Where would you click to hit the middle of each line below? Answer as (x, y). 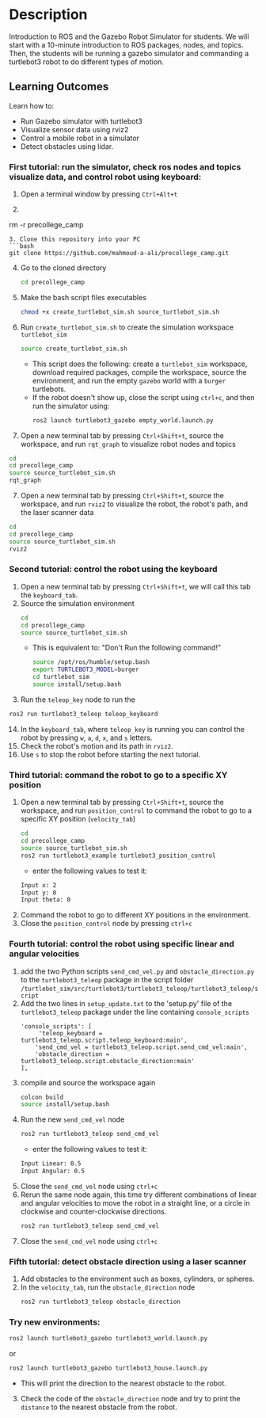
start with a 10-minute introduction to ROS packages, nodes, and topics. (126, 44)
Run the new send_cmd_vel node (72, 1119)
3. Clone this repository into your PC (75, 239)
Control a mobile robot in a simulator (80, 138)
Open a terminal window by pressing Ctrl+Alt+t (99, 194)
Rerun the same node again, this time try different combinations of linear (139, 1195)
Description (48, 15)
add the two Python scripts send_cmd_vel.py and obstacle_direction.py (137, 971)
